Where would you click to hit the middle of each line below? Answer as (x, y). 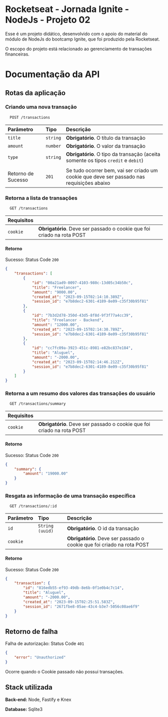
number (53, 146)
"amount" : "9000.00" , (54, 292)
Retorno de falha (31, 632)
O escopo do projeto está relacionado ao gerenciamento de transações (78, 49)
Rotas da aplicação (35, 93)
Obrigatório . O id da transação (103, 529)
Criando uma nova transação (41, 107)
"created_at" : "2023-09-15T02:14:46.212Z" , (78, 362)
